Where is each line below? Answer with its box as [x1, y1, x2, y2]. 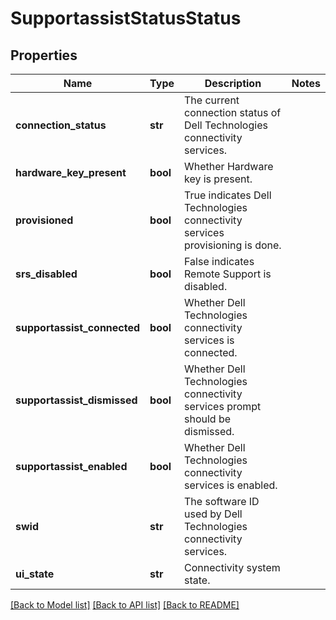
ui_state [15, 567, 55, 581]
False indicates [184, 255, 255, 268]
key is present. [184, 172, 253, 186]
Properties [10, 47, 78, 64]
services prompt [184, 400, 262, 413]
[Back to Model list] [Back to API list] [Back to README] [10, 599, 240, 611]
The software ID [184, 495, 260, 508]
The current [184, 93, 240, 107]
